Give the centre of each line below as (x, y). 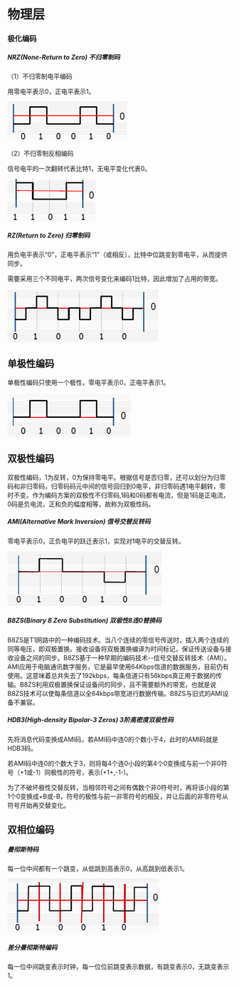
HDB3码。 (22, 748)
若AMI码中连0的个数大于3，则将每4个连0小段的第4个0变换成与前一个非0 (115, 763)
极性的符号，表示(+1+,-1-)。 (92, 772)
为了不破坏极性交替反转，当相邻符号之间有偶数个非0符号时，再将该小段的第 (118, 787)
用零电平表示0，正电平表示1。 (51, 92)
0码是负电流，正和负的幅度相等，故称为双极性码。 (81, 504)
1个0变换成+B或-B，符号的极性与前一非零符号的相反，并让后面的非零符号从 (118, 796)
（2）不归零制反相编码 (41, 153)
